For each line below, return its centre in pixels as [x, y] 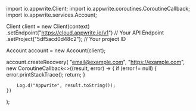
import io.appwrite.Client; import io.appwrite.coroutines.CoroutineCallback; [98, 9]
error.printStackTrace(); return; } [46, 74]
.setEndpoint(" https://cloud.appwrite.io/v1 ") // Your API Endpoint [85, 33]
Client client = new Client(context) [48, 26]
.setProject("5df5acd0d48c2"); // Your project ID [66, 39]
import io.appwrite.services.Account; [52, 15]
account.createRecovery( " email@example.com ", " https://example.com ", [96, 62]
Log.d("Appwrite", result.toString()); [66, 85]
